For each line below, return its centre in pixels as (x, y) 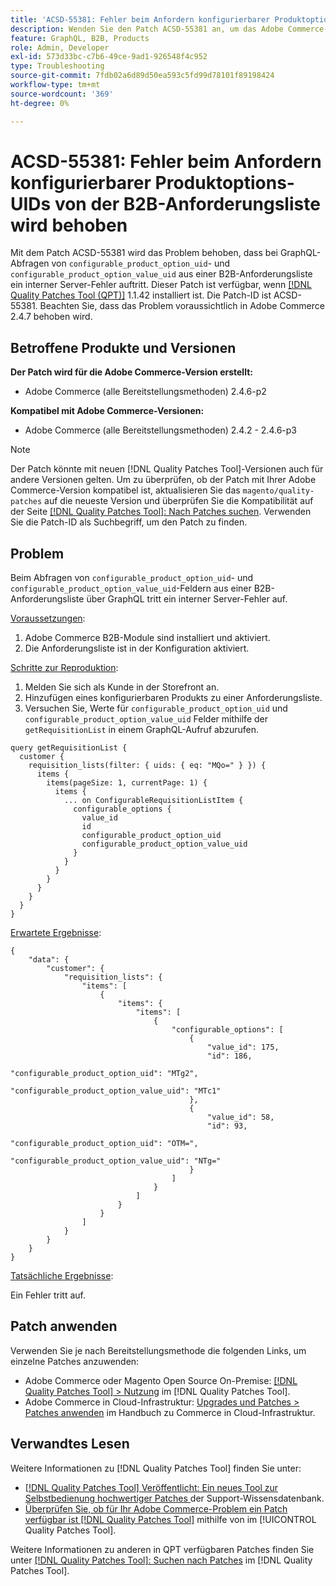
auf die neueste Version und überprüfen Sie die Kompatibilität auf (179, 501)
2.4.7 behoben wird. (51, 317)
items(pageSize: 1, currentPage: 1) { (127, 783)
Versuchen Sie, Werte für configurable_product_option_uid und (156, 708)
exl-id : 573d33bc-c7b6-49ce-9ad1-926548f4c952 (109, 57)
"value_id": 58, (241, 1117)
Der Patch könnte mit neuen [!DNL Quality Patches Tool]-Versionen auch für (167, 469)
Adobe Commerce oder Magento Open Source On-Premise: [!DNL (161, 1380)
